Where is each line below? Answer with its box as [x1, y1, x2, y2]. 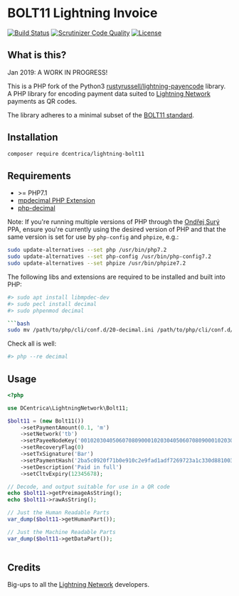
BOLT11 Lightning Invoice [7, 5, 158, 21]
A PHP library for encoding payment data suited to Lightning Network [7, 89, 211, 97]
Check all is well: [7, 339, 57, 348]
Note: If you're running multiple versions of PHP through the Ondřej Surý [7, 218, 221, 226]
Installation [7, 132, 58, 144]
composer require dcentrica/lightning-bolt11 [7, 150, 144, 157]
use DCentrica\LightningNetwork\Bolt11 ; [7, 404, 129, 412]
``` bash [7, 320, 31, 327]
